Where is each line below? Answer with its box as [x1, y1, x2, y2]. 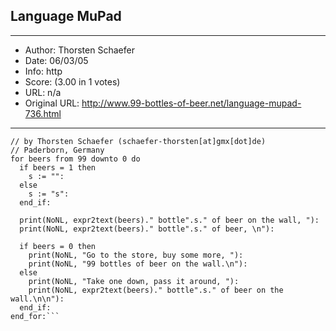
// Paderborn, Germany [10, 145, 105, 155]
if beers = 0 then [19, 241, 97, 251]
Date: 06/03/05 [24, 54, 89, 66]
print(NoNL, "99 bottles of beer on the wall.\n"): [28, 259, 248, 269]
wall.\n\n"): [10, 294, 65, 304]
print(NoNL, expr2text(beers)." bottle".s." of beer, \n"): [19, 224, 275, 234]
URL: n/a [24, 86, 62, 98]
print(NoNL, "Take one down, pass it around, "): [28, 276, 240, 286]
